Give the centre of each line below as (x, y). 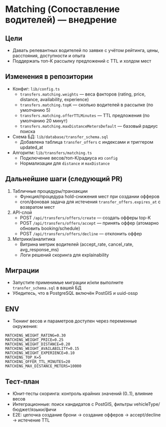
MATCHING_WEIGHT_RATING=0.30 (35, 336)
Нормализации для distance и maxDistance (65, 163)
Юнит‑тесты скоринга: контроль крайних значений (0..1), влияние (82, 393)
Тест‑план (22, 381)
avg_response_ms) (39, 249)
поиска (27, 131)
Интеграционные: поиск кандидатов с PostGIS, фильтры (72, 404)
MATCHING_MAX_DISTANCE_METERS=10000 (43, 366)
